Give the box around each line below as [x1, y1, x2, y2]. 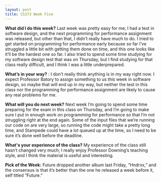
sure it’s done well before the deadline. [5, 133, 83, 138]
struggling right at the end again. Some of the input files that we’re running [5, 117, 155, 123]
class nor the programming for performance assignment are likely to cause [5, 87, 156, 92]
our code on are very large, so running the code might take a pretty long [5, 122, 150, 128]
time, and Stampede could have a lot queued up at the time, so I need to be [5, 127, 156, 133]
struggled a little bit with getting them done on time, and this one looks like [5, 46, 155, 52]
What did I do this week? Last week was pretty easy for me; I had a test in [5, 25, 155, 31]
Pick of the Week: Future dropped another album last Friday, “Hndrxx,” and [5, 162, 157, 168]
